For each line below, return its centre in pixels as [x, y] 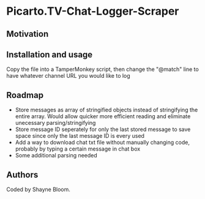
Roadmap [25, 95]
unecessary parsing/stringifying [55, 123]
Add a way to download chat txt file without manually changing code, [102, 143]
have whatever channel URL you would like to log [68, 76]
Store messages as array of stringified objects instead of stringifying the [106, 110]
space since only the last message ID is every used [80, 136]
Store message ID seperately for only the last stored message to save [103, 129]
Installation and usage [50, 54]
